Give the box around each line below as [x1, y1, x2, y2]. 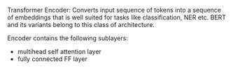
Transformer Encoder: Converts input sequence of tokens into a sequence [7, 6, 222, 14]
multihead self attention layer [17, 48, 101, 55]
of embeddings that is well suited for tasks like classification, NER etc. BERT [7, 13, 226, 21]
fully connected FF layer [17, 55, 87, 63]
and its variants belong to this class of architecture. [7, 21, 155, 28]
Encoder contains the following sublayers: [7, 34, 128, 42]
